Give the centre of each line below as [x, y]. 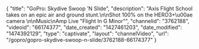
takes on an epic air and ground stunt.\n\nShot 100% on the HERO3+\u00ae [99, 15]
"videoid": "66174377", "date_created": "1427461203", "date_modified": [94, 27]
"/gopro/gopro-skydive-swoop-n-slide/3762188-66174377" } [82, 40]
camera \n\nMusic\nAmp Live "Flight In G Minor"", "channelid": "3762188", [98, 21]
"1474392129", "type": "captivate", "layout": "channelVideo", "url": [88, 34]
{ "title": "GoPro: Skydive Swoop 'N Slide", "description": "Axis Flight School [99, 9]
